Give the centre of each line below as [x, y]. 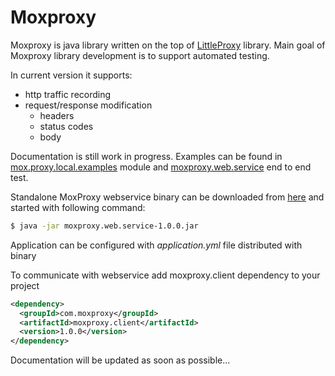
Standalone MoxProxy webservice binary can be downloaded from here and [167, 197]
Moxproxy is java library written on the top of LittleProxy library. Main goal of [168, 45]
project [25, 285]
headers [57, 115]
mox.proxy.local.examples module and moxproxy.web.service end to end [161, 167]
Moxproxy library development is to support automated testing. [140, 55]
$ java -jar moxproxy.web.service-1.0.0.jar [104, 226]
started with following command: [78, 207]
